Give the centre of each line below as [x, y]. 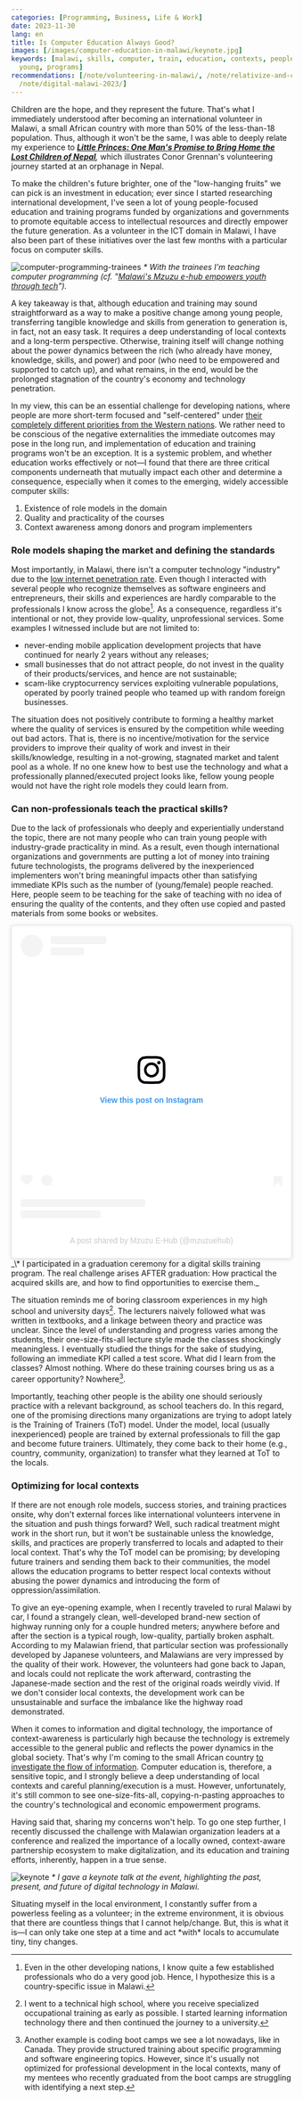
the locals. [30, 1462]
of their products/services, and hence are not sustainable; [131, 673]
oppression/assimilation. [56, 1590]
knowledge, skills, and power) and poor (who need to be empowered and [145, 360]
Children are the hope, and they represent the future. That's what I [133, 109]
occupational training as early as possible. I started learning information [156, 2013]
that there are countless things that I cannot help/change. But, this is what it [150, 1923]
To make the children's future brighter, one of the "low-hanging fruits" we [146, 183]
